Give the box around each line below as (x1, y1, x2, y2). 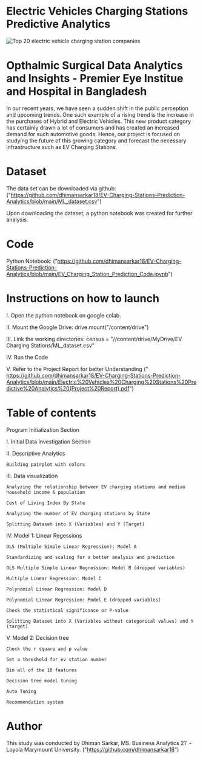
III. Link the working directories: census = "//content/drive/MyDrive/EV (6, 335, 182, 342)
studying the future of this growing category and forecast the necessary (6, 137, 187, 144)
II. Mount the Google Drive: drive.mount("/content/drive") (6, 324, 149, 331)
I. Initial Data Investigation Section (6, 438, 91, 445)
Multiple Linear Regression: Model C (6, 575, 102, 581)
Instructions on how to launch (6, 291, 159, 305)
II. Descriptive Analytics (6, 449, 65, 457)
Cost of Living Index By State (6, 500, 85, 506)
